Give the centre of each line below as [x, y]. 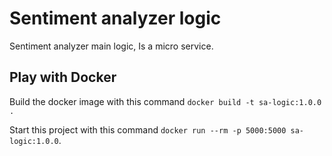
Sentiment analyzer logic [115, 18]
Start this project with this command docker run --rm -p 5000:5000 [148, 129]
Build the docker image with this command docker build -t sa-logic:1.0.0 [165, 101]
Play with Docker [63, 77]
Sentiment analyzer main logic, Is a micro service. [111, 46]
